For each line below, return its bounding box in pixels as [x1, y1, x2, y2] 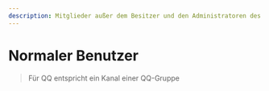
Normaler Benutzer [8, 46, 139, 64]
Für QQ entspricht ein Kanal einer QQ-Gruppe [27, 73, 180, 83]
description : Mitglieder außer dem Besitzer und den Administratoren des [8, 11, 262, 20]
